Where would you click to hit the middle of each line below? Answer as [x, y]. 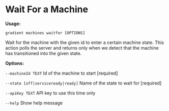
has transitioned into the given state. [44, 53]
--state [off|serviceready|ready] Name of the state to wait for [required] [83, 83]
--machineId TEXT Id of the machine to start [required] [62, 73]
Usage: [13, 24]
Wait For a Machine [47, 9]
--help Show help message [34, 103]
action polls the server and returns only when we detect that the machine [82, 48]
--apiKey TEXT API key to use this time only [50, 93]
